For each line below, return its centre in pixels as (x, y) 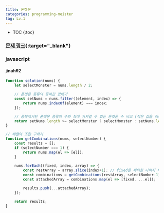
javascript (18, 59)
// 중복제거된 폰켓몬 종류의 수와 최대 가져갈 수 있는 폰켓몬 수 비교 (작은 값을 (83, 116)
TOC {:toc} (23, 33)
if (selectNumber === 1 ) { (42, 148)
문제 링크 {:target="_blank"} (38, 46)
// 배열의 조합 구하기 (24, 134)
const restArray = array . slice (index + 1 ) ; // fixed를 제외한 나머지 (89, 170)
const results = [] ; (35, 144)
